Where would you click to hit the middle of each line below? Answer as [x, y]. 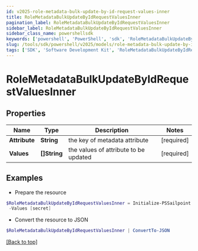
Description [112, 130]
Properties [26, 114]
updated [80, 157]
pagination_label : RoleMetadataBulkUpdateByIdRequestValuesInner [88, 22]
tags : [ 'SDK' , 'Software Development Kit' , [60, 50]
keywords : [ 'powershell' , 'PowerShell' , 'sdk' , [66, 39]
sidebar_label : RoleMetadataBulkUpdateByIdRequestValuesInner [84, 28]
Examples [24, 178]
